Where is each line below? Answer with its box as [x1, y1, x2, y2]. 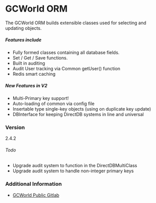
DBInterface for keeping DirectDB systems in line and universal [12, 111, 144, 117]
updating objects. [5, 25, 42, 31]
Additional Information [5, 180, 62, 187]
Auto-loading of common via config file [12, 100, 95, 107]
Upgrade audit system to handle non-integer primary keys [12, 168, 134, 174]
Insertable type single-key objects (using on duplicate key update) [12, 106, 151, 112]
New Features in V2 [5, 82, 48, 88]
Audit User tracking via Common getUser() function [12, 65, 121, 71]
